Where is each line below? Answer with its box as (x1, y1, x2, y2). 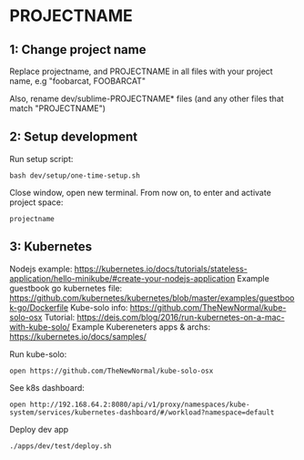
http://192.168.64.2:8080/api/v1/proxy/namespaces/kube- (29, 400, 250, 409)
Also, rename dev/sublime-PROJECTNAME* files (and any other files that (9, 93, 284, 104)
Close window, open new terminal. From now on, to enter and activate (9, 187, 271, 198)
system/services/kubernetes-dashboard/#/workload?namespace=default (9, 407, 275, 417)
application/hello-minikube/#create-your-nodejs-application (9, 272, 236, 283)
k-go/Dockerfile (9, 302, 69, 312)
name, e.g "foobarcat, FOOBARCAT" (9, 76, 146, 87)
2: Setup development (9, 129, 138, 145)
